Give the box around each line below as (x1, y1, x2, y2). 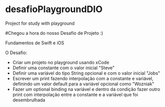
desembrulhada (12, 97, 45, 103)
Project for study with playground (5, 20, 75, 26)
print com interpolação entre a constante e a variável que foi (12, 91, 138, 97)
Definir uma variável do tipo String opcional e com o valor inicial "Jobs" (12, 70, 160, 76)
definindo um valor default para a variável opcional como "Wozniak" (12, 81, 155, 87)
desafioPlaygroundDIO (5, 4, 103, 15)
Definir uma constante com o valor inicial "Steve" (12, 65, 115, 71)
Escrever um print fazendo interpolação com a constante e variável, (12, 75, 154, 81)
